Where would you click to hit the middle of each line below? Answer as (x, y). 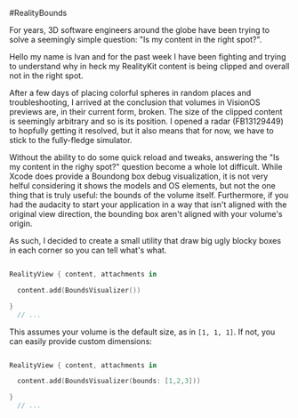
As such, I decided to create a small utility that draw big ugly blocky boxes (145, 241)
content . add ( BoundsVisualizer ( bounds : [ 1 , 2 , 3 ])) (109, 382)
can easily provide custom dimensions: (81, 341)
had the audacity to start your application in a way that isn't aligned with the (148, 205)
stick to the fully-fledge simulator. (71, 140)
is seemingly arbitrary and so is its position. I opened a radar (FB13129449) (147, 121)
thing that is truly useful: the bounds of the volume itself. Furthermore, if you (149, 195)
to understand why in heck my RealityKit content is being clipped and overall (149, 66)
